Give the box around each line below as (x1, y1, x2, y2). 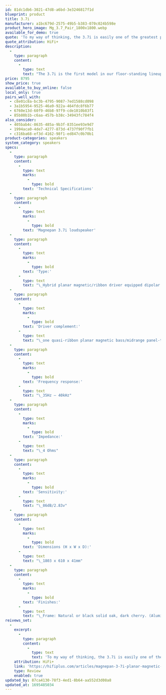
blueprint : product (5, 12, 45, 17)
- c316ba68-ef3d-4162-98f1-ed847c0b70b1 (9, 131, 94, 136)
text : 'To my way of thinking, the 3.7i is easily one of (31, 655, 154, 660)
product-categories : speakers (5, 136, 68, 141)
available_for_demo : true (5, 30, 58, 35)
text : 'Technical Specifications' (23, 186, 94, 191)
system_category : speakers (5, 140, 61, 146)
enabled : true (14, 673, 43, 678)
